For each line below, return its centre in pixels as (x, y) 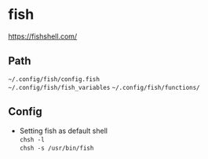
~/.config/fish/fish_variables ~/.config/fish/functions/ (104, 87)
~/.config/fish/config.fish (54, 79)
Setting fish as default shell (64, 131)
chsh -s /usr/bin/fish (57, 148)
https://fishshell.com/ (43, 36)
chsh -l (32, 139)
